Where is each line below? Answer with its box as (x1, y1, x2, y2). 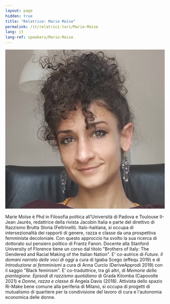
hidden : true (5, 13, 33, 19)
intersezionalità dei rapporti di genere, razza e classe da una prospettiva (5, 230, 156, 236)
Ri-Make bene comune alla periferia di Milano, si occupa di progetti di (5, 283, 150, 289)
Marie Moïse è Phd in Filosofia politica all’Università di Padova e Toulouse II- (5, 214, 164, 220)
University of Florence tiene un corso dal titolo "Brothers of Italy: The (5, 246, 149, 252)
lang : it (5, 29, 24, 35)
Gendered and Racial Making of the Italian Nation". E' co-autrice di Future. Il (5, 251, 163, 257)
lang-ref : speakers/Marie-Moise (5, 35, 73, 40)
